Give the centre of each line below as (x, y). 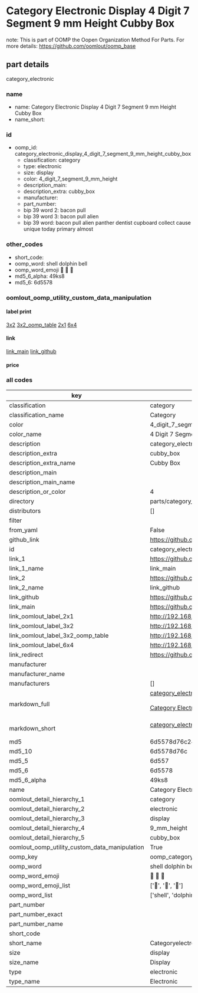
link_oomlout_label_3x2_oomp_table (59, 635)
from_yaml (24, 530)
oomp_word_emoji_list (40, 885)
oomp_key (24, 857)
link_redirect (26, 654)
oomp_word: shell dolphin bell (51, 263)
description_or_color (37, 491)
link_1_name (27, 568)
